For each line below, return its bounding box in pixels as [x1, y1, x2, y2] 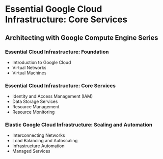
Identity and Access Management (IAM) [12, 94, 93, 99]
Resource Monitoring [12, 109, 55, 115]
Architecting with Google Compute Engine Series [5, 33, 159, 42]
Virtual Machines [12, 70, 47, 76]
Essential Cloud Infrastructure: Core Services [5, 82, 116, 89]
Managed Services [12, 148, 51, 154]
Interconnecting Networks [12, 132, 65, 138]
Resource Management [12, 104, 60, 110]
